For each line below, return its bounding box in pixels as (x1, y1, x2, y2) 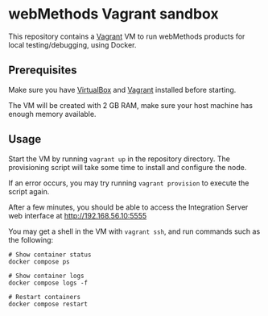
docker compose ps (8, 257, 70, 266)
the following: (8, 235, 54, 244)
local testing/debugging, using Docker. (8, 39, 137, 49)
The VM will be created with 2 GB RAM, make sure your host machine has (8, 100, 254, 110)
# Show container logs (8, 272, 85, 280)
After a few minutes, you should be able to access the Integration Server (8, 202, 249, 212)
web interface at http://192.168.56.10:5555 (8, 210, 147, 220)
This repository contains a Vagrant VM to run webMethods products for (8, 31, 245, 41)
